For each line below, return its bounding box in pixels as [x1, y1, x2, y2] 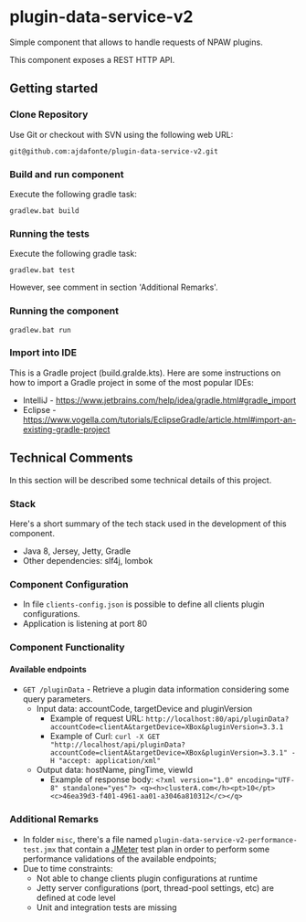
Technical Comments [9, 450, 134, 466]
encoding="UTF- [237, 776, 295, 785]
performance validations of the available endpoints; [22, 853, 217, 864]
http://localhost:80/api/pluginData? [145, 715, 290, 724]
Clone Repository [9, 108, 89, 121]
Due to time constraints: [22, 863, 113, 874]
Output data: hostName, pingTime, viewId [36, 765, 194, 776]
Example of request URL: [49, 713, 144, 724]
